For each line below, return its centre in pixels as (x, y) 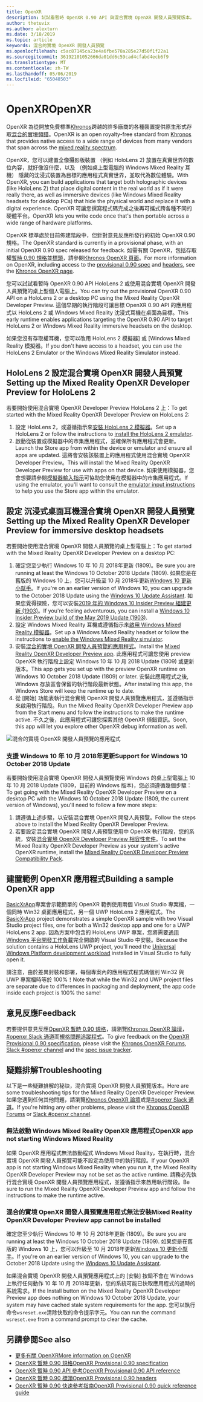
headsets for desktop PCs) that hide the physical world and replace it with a (101, 201)
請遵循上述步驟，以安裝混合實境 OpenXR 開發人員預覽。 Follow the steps (105, 817)
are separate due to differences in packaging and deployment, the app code (101, 986)
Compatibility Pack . (39, 858)
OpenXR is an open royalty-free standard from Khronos (123, 134)
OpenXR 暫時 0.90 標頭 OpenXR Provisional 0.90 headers (86, 1378)
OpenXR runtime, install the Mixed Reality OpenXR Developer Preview (102, 852)
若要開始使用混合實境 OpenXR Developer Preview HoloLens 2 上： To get (97, 407)
